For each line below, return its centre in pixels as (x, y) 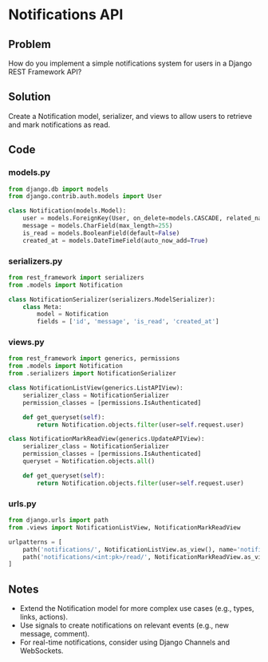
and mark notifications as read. (59, 125)
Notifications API (66, 15)
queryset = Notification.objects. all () (89, 462)
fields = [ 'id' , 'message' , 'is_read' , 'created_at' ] (128, 322)
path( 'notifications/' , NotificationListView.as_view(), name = (130, 549)
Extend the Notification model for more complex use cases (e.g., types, (137, 608)
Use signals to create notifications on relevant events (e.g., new (124, 625)
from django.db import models (59, 189)
